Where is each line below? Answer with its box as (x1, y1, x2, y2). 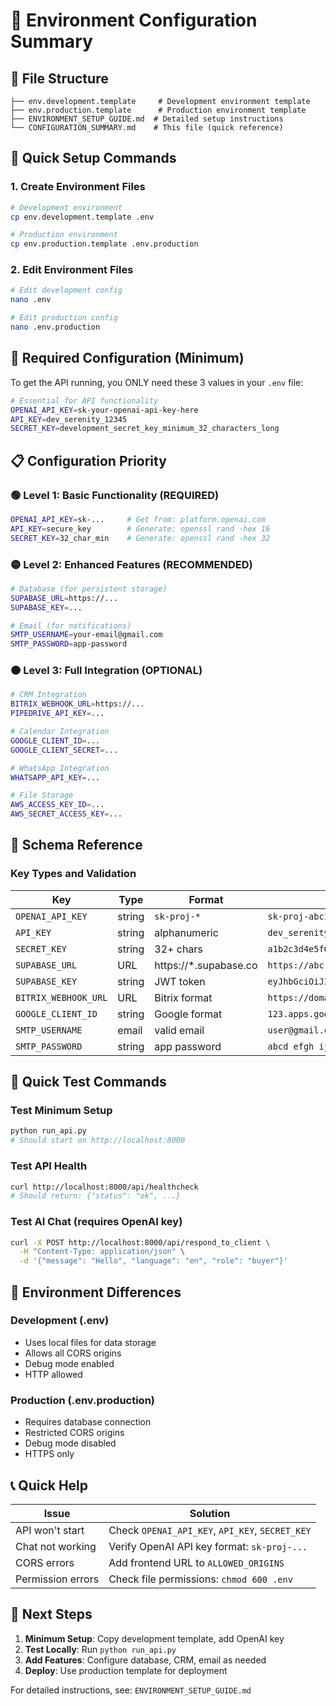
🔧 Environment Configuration (10, 9, 258, 32)
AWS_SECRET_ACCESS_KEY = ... (10, 809, 123, 819)
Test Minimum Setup (10, 1104, 113, 1118)
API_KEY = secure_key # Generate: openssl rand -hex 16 (10, 524, 271, 534)
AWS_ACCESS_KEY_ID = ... (10, 800, 105, 810)
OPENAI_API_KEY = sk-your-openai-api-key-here (10, 405, 199, 415)
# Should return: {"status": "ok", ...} (10, 1191, 182, 1201)
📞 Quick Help (10, 1477, 89, 1494)
